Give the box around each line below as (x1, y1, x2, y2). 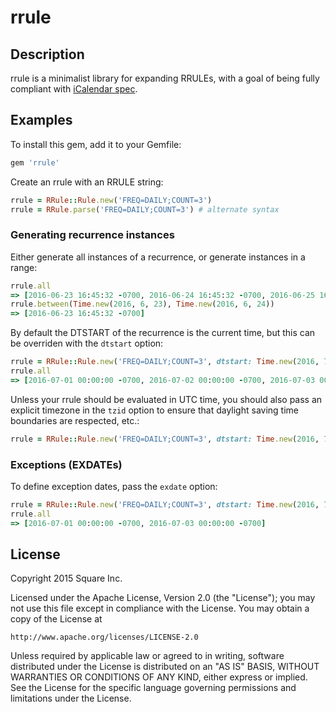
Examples (10, 112, 73, 129)
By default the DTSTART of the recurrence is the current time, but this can (10, 327, 316, 339)
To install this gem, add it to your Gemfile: (10, 138, 182, 150)
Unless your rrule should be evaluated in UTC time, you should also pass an (10, 393, 323, 405)
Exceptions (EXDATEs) (10, 457, 123, 471)
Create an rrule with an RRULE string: (10, 176, 164, 188)
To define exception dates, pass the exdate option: (10, 481, 218, 493)
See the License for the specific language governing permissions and (10, 682, 297, 694)
